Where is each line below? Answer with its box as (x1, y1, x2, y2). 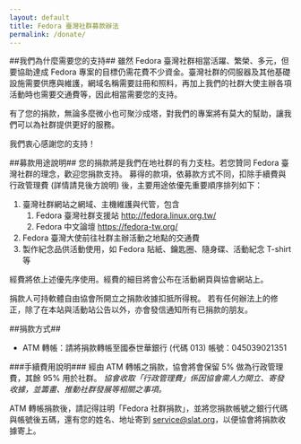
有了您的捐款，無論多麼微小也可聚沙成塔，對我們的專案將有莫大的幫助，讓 (9, 109, 284, 119)
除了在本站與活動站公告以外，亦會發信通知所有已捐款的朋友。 (24, 304, 253, 315)
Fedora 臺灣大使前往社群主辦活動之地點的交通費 (21, 232, 200, 243)
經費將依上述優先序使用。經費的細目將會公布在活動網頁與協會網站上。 (9, 274, 269, 285)
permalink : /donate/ (9, 30, 87, 39)
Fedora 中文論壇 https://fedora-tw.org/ (35, 222, 178, 232)
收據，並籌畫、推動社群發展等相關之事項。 (9, 384, 167, 395)
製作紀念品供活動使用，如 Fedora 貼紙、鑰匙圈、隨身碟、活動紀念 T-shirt (21, 244, 292, 255)
